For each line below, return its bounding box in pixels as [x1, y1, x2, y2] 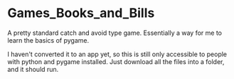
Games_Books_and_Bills [7, 5, 155, 21]
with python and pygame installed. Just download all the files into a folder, [7, 57, 225, 65]
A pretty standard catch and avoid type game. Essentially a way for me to [7, 28, 223, 37]
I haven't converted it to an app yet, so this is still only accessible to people [7, 50, 228, 58]
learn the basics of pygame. [7, 36, 90, 44]
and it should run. [7, 65, 59, 73]
